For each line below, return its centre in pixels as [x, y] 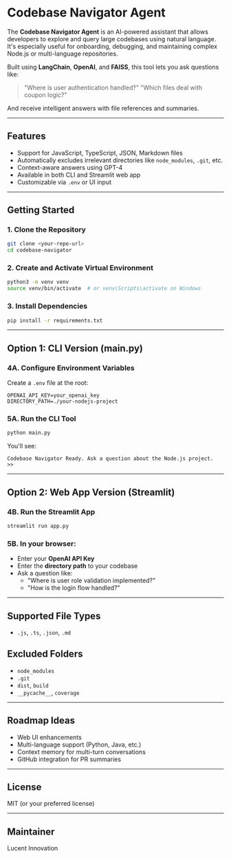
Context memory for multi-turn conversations [81, 751]
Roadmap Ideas [41, 721]
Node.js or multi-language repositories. [63, 54]
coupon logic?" [45, 95]
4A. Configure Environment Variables [71, 368]
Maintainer [31, 832]
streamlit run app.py [38, 526]
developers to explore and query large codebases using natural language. [112, 38]
